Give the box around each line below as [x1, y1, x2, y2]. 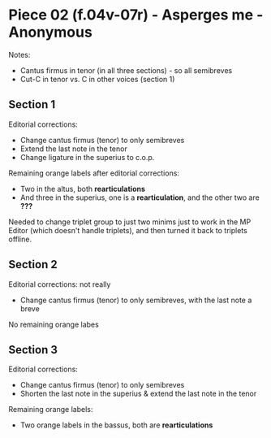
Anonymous [8, 23, 93, 41]
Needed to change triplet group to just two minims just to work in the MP [8, 217, 252, 227]
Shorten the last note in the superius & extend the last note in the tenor [19, 388, 257, 399]
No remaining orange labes [8, 319, 99, 329]
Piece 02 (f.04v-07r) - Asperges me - [8, 6, 264, 24]
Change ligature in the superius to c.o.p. [19, 152, 155, 162]
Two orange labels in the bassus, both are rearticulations [19, 420, 213, 430]
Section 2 [8, 258, 58, 271]
